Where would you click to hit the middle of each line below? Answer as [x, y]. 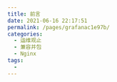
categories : [25, 34]
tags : [15, 61]
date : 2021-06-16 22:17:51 [47, 21]
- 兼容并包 [28, 47]
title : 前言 [24, 14]
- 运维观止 [28, 41]
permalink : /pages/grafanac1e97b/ [59, 27]
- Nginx [25, 54]
